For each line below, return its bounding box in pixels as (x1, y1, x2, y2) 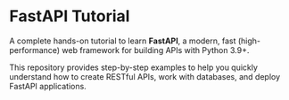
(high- (237, 35, 261, 46)
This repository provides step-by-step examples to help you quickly (9, 62, 259, 73)
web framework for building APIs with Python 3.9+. (62, 44, 250, 55)
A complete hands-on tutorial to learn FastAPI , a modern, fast (9, 35, 236, 46)
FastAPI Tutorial (9, 6, 130, 27)
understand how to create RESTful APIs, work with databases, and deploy (9, 71, 281, 81)
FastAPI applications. (9, 81, 87, 91)
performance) (9, 44, 61, 55)
